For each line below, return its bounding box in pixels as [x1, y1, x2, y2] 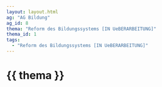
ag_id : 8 [6, 20, 29, 26]
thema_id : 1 [6, 31, 37, 37]
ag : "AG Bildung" [6, 14, 51, 21]
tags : [6, 37, 20, 43]
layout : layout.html [6, 8, 59, 15]
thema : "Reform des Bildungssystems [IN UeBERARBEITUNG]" [6, 25, 157, 32]
